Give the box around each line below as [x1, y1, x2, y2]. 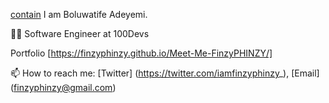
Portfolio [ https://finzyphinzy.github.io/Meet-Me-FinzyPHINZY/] [10, 47, 273, 59]
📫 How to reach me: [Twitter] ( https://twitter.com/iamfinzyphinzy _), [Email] [10, 67, 320, 79]
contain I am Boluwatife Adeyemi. [10, 9, 148, 20]
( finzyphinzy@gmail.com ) [10, 82, 117, 93]
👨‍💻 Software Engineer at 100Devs [10, 28, 150, 39]
